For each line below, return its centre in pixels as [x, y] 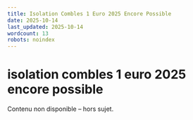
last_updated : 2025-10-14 [45, 27]
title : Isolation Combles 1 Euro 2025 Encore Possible [89, 14]
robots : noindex [31, 40]
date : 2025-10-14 [33, 20]
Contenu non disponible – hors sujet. [61, 109]
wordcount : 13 [28, 33]
